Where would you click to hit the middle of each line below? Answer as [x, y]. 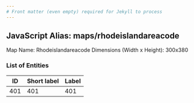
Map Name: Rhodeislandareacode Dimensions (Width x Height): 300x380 [97, 50]
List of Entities [28, 65]
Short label [43, 81]
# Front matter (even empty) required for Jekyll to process [84, 12]
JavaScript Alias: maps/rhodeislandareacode [93, 36]
